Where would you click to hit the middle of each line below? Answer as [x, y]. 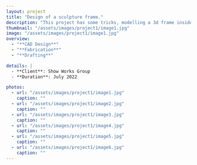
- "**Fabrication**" [36, 50]
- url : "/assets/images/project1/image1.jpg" [68, 93]
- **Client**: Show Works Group [51, 71]
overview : [18, 39]
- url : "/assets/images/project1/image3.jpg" [68, 115]
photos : [16, 87]
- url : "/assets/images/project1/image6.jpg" [68, 147]
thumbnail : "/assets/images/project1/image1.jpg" [68, 28]
